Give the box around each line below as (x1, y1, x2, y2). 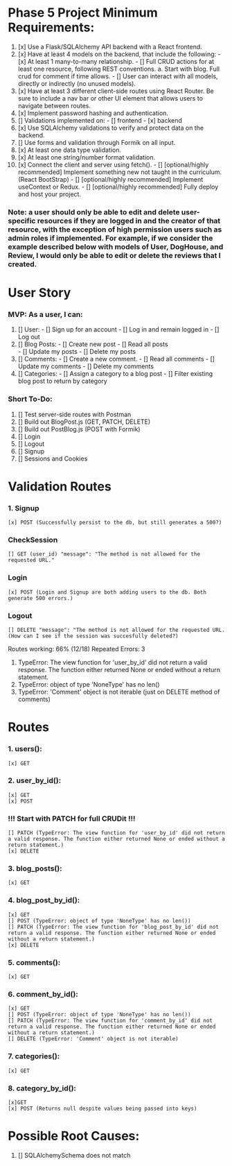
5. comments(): (8, 957, 61, 967)
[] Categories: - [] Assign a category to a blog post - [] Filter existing (17, 370, 213, 378)
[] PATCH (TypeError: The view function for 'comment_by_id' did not (8, 1018, 213, 1024)
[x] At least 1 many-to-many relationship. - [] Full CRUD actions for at (17, 57, 215, 65)
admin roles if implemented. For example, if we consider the (8, 233, 213, 243)
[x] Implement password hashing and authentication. (17, 109, 169, 117)
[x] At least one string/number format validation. (17, 153, 155, 161)
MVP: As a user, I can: (8, 309, 83, 319)
